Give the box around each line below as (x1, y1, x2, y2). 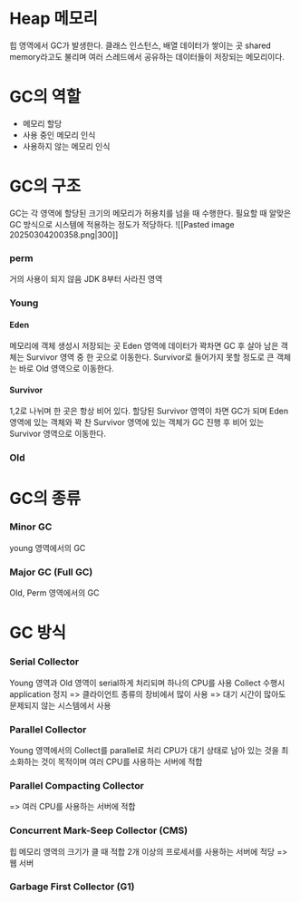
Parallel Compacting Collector (9, 779, 145, 791)
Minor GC (9, 520, 53, 533)
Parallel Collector (9, 723, 87, 735)
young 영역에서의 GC (9, 542, 86, 553)
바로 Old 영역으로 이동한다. (18, 364, 115, 374)
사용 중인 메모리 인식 (22, 129, 96, 141)
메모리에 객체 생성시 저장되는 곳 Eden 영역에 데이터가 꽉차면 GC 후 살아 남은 (9, 341, 279, 352)
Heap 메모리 (9, 8, 98, 29)
